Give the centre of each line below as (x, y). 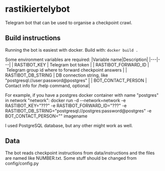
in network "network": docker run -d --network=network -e (66, 100)
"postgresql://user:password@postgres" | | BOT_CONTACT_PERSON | (76, 80)
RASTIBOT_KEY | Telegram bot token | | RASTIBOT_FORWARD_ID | (82, 64)
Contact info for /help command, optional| (48, 85)
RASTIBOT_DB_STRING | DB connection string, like (57, 75)
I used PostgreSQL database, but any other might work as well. (69, 125)
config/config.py (22, 163)
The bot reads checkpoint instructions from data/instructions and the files (80, 153)
